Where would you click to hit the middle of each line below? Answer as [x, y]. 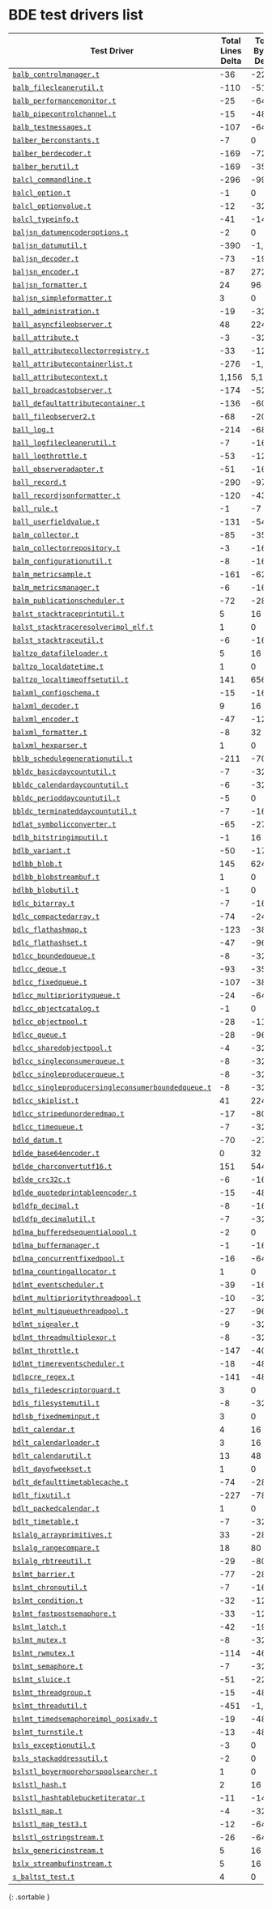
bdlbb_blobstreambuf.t [56, 877]
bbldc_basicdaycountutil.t [64, 772]
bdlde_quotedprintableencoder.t [75, 1193]
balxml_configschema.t [56, 693]
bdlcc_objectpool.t [50, 1021]
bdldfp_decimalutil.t [54, 1219]
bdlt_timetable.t [46, 1521]
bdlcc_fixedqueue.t [50, 982]
